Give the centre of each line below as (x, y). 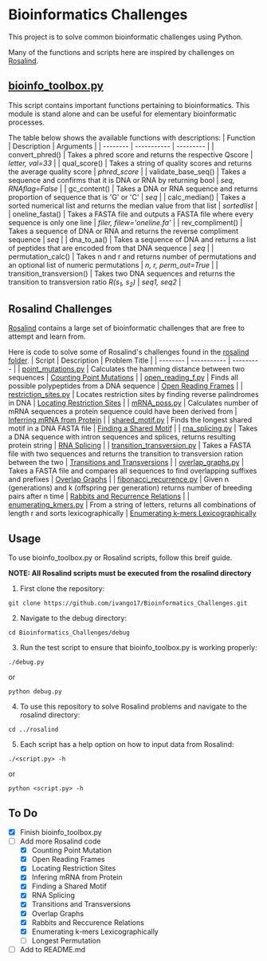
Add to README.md (53, 949)
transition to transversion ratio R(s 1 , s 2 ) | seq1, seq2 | (95, 283)
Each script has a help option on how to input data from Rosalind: (127, 745)
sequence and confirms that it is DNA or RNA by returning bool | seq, (122, 180)
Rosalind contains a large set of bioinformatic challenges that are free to (127, 328)
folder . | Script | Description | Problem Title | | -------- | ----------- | (120, 360)
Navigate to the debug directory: (73, 618)
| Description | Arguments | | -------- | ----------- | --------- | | (111, 146)
